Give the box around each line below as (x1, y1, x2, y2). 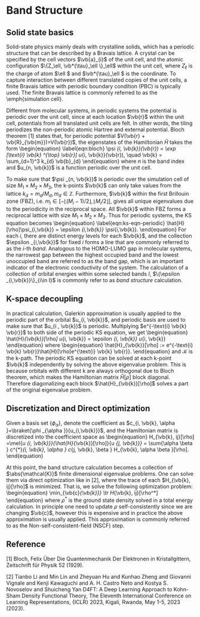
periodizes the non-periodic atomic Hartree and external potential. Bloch (6, 126, 185, 133)
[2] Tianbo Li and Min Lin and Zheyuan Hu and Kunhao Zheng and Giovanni (6, 573, 192, 580)
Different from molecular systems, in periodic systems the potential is (6, 107, 177, 114)
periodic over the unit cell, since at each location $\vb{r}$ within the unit (6, 113, 184, 120)
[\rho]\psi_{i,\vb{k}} (6, 226, 54, 233)
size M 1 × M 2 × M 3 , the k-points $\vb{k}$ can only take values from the (6, 181, 181, 190)
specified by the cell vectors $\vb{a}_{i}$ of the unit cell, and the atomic (6, 56, 183, 63)
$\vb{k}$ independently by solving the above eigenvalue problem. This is (6, 360, 187, 368)
